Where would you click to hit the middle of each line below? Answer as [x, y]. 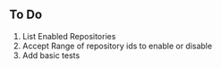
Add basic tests [51, 55]
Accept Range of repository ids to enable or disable [117, 46]
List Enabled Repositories [69, 36]
